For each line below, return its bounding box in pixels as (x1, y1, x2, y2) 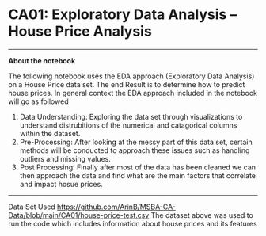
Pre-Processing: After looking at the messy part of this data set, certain (19, 137, 253, 147)
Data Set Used (8, 202, 55, 211)
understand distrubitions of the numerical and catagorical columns (19, 120, 237, 130)
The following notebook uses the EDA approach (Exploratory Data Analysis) (8, 71, 255, 81)
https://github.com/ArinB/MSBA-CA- (56, 202, 177, 211)
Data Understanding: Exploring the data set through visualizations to (19, 112, 243, 121)
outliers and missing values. (19, 154, 111, 163)
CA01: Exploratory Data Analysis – (8, 6, 237, 24)
